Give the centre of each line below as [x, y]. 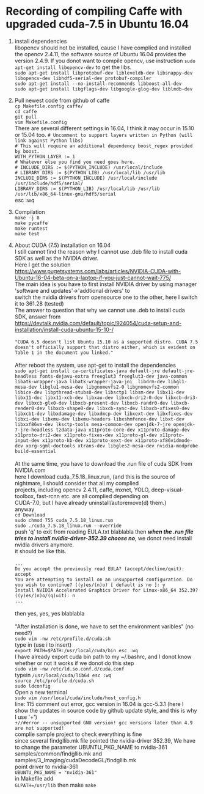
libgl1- [177, 381]
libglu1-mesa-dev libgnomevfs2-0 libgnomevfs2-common [109, 387]
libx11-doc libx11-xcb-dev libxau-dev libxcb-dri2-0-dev [89, 398]
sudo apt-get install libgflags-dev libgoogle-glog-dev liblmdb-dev [104, 89]
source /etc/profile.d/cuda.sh [54, 681]
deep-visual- [167, 490]
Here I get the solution [42, 265]
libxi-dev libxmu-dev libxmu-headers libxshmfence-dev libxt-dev [99, 419]
